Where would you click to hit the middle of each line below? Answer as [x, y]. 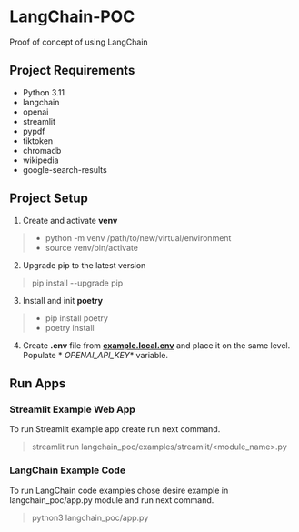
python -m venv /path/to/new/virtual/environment [138, 237]
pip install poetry [77, 318]
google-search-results [65, 169]
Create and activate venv [70, 220]
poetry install [70, 327]
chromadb [42, 150]
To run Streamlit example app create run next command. [115, 429]
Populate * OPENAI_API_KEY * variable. [95, 355]
